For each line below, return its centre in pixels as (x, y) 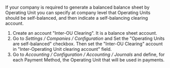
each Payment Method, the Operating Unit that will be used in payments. (89, 60)
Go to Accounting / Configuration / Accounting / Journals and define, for (89, 54)
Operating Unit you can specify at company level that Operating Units (78, 13)
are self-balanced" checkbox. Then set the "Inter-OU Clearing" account (88, 44)
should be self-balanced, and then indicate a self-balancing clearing (77, 18)
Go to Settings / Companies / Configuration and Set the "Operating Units (89, 38)
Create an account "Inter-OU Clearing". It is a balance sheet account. (85, 33)
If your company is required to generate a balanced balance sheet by (77, 7)
